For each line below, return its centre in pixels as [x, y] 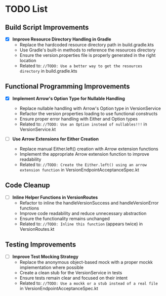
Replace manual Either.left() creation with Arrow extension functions [89, 149]
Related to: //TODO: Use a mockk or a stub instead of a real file [89, 283]
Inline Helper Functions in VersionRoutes [55, 197]
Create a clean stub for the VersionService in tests [71, 272]
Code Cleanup [28, 186]
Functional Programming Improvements [67, 87]
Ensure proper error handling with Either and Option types [79, 119]
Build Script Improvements [47, 27]
